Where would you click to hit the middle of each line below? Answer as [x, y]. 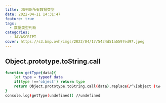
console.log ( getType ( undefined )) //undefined [53, 95]
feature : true [20, 19]
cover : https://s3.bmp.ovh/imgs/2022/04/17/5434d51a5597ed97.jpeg [75, 42]
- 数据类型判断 [23, 28]
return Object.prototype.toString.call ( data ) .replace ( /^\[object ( [85, 86]
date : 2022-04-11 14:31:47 [33, 14]
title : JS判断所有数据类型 [30, 10]
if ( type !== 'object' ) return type [49, 82]
